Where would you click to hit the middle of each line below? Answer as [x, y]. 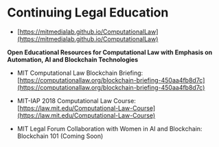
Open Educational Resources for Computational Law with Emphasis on [110, 52]
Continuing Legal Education [88, 13]
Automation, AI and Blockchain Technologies [73, 59]
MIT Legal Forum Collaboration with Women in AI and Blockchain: [109, 128]
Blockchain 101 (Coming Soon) [60, 136]
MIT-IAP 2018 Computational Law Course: [76, 100]
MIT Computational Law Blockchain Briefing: [80, 73]
